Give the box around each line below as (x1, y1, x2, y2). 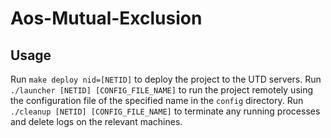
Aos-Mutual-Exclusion (10, 7, 203, 30)
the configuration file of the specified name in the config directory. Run (10, 95, 304, 106)
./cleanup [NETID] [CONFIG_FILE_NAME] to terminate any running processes (10, 105, 321, 117)
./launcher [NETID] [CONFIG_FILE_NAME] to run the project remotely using (10, 84, 314, 96)
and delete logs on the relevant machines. (10, 116, 183, 127)
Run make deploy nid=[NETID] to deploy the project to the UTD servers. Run (10, 73, 322, 85)
